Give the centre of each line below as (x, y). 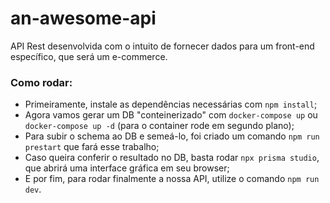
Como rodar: (41, 82)
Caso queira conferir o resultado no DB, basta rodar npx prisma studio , (172, 158)
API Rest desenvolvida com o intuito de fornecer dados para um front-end (162, 46)
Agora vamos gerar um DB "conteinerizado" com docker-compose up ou (171, 115)
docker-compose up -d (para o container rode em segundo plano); (159, 126)
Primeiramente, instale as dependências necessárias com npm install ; (171, 104)
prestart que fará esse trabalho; (92, 147)
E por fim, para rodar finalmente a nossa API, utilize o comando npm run (172, 179)
